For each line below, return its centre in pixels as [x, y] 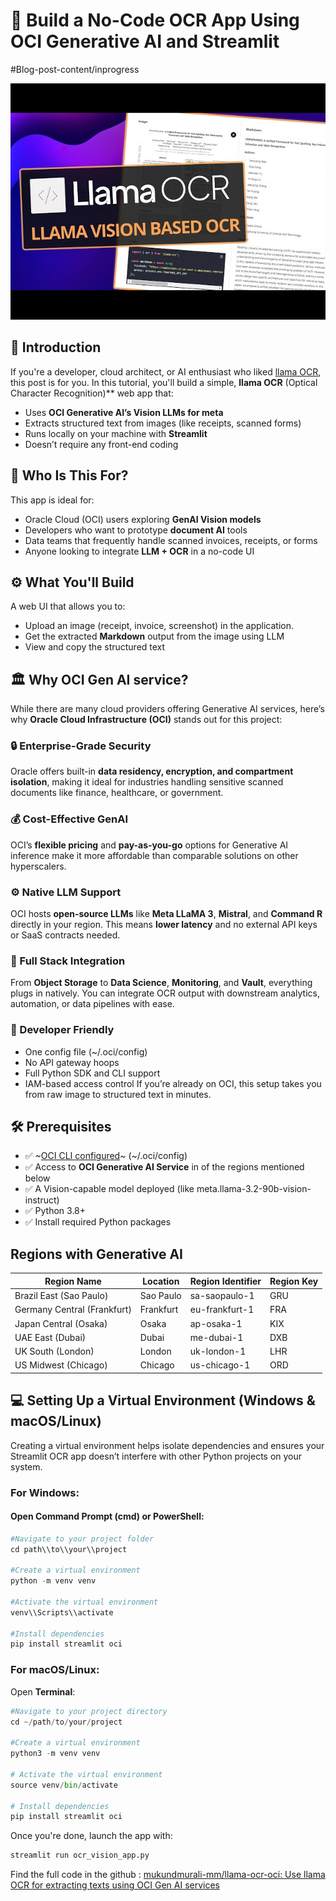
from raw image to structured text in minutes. [118, 1094]
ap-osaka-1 [216, 1323]
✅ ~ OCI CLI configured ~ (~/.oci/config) [106, 1156]
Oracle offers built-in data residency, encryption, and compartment [152, 771]
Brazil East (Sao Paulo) [61, 1296]
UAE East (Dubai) [50, 1337]
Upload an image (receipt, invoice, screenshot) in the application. [159, 626]
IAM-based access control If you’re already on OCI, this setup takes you [173, 1083]
